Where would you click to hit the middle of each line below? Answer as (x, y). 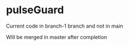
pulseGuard (35, 10)
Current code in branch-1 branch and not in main (65, 26)
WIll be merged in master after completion (57, 37)
